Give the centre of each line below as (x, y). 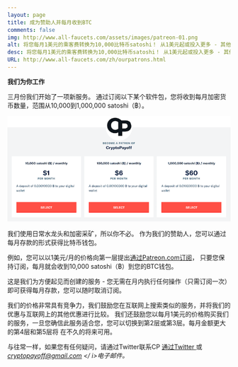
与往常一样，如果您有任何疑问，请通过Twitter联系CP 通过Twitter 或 (105, 347)
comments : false (31, 30)
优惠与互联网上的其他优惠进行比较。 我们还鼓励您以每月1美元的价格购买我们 (118, 314)
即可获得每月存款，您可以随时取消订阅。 (66, 291)
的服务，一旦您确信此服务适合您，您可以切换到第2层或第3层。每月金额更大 (117, 323)
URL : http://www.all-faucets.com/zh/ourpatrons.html (87, 60)
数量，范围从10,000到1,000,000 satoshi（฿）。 (81, 105)
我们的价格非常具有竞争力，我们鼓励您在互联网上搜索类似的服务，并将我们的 (119, 305)
